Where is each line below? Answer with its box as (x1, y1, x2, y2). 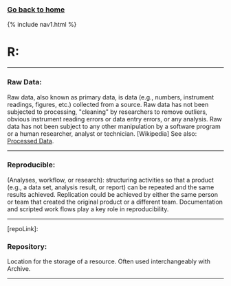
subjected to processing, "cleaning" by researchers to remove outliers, (7, 108, 208, 116)
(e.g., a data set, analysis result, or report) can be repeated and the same (7, 183, 214, 191)
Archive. (7, 265, 31, 273)
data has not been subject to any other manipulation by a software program (7, 122, 221, 130)
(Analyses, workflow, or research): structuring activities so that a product (7, 176, 214, 184)
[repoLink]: (7, 224, 38, 233)
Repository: (7, 241, 47, 251)
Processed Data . (7, 136, 54, 145)
